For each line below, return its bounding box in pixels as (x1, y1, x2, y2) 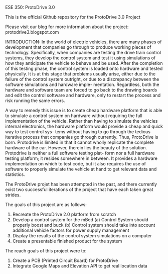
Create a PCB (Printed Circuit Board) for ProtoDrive (12, 257, 118, 263)
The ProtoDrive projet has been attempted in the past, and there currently (5, 181, 157, 187)
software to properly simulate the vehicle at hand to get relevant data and (5, 166, 157, 172)
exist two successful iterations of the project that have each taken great (5, 187, 153, 193)
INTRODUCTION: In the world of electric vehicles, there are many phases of (5, 39, 162, 45)
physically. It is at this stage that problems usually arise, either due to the (5, 71, 156, 77)
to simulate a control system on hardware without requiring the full (5, 113, 143, 119)
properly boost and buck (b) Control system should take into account (12, 222, 155, 228)
